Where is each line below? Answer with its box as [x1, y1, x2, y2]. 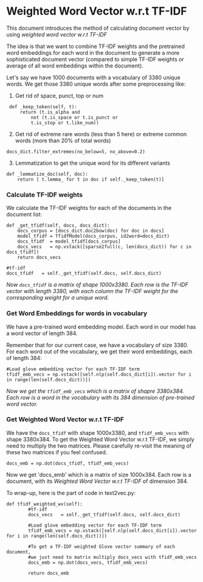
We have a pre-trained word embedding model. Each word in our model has [6, 323, 196, 330]
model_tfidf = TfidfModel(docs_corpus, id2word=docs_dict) [17, 233, 170, 240]
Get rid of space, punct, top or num [15, 92, 104, 99]
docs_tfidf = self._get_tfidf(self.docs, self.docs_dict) [6, 271, 162, 277]
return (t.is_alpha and [19, 109, 80, 115]
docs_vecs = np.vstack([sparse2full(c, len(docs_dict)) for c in [17, 244, 191, 250]
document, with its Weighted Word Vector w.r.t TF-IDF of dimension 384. [6, 477, 188, 485]
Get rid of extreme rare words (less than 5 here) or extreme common [15, 130, 187, 137]
